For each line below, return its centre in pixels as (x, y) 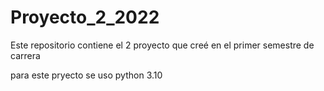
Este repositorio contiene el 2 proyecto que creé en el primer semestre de (162, 45)
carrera (25, 55)
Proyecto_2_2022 (85, 17)
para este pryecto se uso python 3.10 (86, 75)
